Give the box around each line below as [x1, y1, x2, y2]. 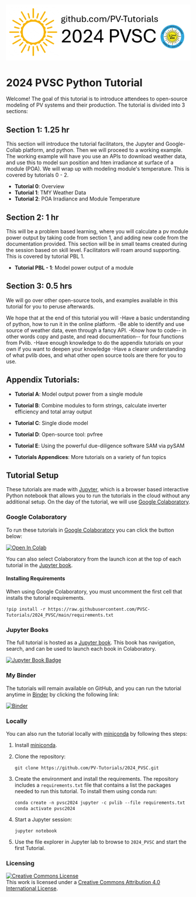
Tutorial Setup [6, 471, 59, 481]
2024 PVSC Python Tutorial [6, 76, 143, 89]
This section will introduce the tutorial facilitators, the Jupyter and [6, 140, 165, 148]
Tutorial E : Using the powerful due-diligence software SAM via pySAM [14, 442, 185, 449]
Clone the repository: [14, 753, 66, 760]
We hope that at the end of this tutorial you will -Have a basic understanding [6, 314, 190, 321]
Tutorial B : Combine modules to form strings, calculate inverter [14, 402, 167, 409]
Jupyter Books [6, 626, 49, 634]
